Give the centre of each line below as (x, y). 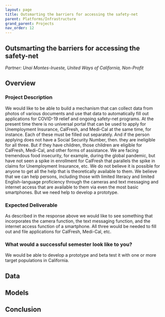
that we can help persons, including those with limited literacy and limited (80, 177)
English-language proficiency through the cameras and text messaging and (82, 181)
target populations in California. (37, 261)
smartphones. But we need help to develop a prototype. (62, 192)
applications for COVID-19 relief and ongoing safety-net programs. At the (80, 119)
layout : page (19, 10)
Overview (21, 83)
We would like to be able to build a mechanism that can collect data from (79, 108)
